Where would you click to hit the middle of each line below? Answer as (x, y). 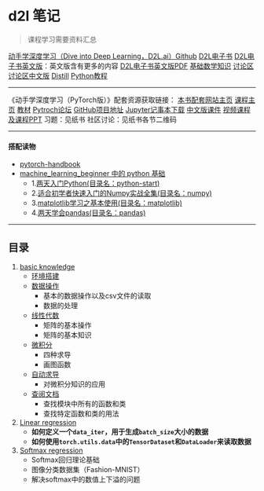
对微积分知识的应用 (74, 384)
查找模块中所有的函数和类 (84, 403)
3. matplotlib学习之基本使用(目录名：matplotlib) (107, 203)
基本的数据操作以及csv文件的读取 (97, 295)
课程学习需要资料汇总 (62, 39)
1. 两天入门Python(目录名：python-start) (95, 183)
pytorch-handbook (50, 164)
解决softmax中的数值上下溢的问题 (86, 479)
